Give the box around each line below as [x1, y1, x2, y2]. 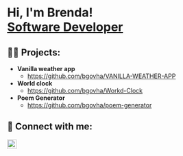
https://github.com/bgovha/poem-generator [27, 101, 152, 109]
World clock [16, 79, 53, 87]
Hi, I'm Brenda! [7, 5, 93, 21]
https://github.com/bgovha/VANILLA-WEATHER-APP [27, 72, 176, 80]
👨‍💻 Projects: [7, 47, 60, 58]
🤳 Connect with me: [7, 121, 93, 133]
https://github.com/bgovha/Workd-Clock [27, 87, 143, 94]
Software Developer [7, 19, 123, 35]
